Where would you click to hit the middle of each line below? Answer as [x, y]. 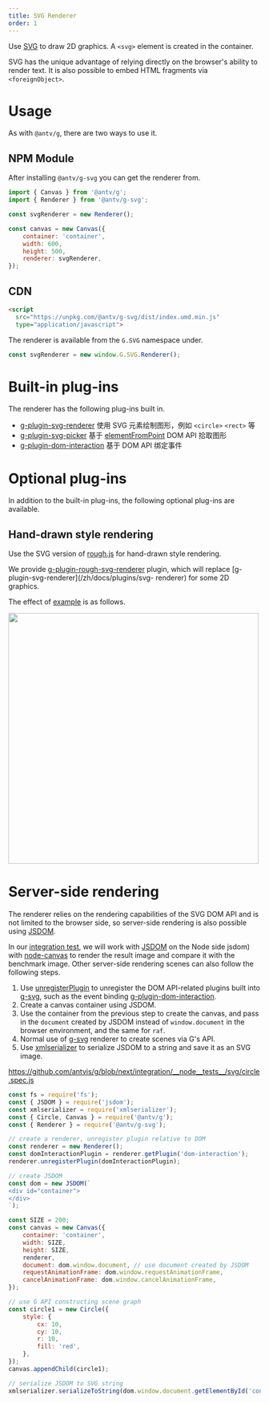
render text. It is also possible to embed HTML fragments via [108, 70]
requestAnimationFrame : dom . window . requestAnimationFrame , [123, 1272]
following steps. [34, 972]
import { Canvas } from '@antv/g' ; [68, 193]
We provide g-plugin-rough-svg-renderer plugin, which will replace [119, 570]
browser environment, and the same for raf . [92, 1031]
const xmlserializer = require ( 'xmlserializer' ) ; [93, 1109]
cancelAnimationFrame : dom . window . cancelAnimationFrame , [120, 1280]
